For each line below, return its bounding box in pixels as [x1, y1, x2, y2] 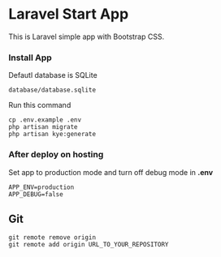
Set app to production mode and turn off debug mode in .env [8, 167, 214, 177]
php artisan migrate [8, 123, 79, 131]
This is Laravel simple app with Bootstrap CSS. [8, 32, 165, 41]
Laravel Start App [8, 5, 129, 24]
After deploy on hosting [8, 149, 104, 161]
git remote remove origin [8, 233, 96, 242]
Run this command [8, 101, 71, 110]
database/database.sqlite [8, 86, 96, 94]
